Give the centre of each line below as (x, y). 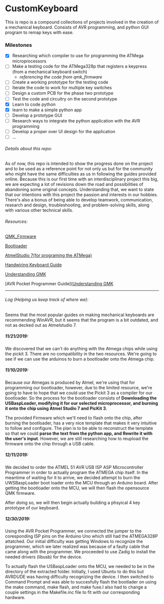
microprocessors (29, 61)
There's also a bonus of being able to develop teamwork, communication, (79, 200)
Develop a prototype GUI (37, 115)
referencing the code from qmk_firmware (61, 77)
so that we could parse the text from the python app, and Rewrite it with (79, 433)
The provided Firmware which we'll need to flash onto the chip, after (74, 418)
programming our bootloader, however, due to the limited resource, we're (79, 387)
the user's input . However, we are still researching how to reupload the (77, 438)
